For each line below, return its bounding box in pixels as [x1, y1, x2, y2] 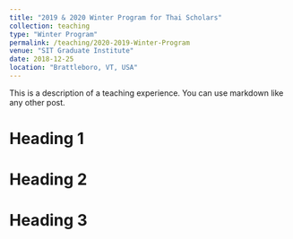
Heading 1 [9, 129, 85, 149]
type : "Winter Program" [9, 30, 99, 38]
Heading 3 [9, 210, 88, 231]
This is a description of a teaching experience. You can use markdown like [9, 87, 284, 98]
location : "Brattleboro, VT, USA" [9, 64, 139, 73]
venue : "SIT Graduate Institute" [9, 47, 134, 55]
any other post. [9, 97, 65, 107]
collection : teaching [9, 21, 90, 30]
